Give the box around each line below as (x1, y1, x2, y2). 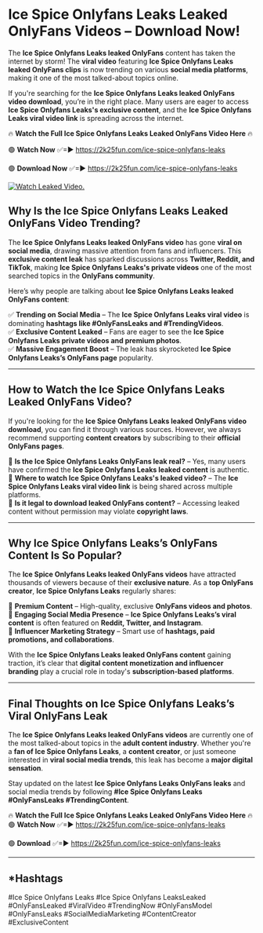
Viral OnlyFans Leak (8, 709, 108, 723)
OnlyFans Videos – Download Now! (8, 22, 240, 40)
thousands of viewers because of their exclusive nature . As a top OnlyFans (8, 578, 254, 587)
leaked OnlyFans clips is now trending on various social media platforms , (8, 64, 249, 74)
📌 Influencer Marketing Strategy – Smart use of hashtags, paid (8, 627, 215, 636)
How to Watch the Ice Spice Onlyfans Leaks (8, 383, 225, 397)
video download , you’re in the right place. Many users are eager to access (8, 97, 249, 106)
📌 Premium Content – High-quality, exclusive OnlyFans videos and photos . (8, 602, 253, 611)
